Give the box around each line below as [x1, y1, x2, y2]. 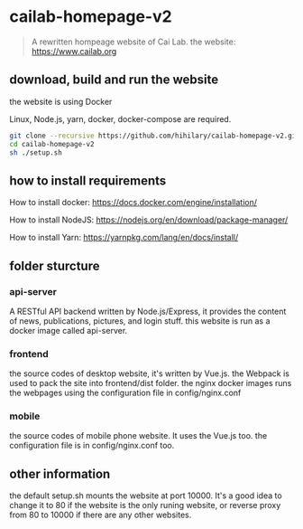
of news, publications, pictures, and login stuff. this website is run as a [9, 315, 271, 326]
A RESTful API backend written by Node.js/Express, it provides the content [9, 306, 287, 316]
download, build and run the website [9, 72, 219, 88]
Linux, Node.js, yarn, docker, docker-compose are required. [9, 113, 232, 124]
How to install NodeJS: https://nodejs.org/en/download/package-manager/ [9, 214, 289, 225]
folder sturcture [9, 258, 100, 273]
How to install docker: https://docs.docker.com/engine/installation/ [9, 197, 258, 208]
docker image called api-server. [9, 325, 128, 335]
